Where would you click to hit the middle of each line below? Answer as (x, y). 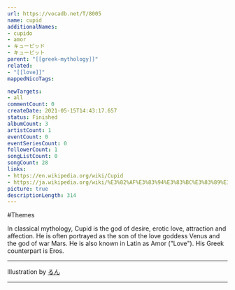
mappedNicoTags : (31, 79)
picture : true (28, 189)
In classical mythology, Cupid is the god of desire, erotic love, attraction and (117, 229)
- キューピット (26, 53)
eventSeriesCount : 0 (37, 143)
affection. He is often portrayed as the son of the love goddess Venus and (114, 236)
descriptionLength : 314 (42, 195)
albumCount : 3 (28, 124)
